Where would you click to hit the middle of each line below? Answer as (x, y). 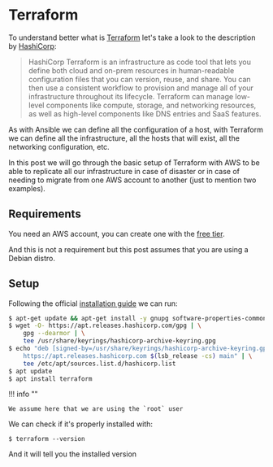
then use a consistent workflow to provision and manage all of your (141, 88)
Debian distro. (32, 258)
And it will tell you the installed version (72, 454)
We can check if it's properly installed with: (80, 424)
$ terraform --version (47, 439)
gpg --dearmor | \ (54, 334)
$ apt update (30, 371)
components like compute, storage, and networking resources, (151, 105)
